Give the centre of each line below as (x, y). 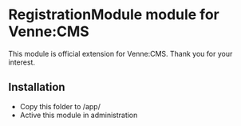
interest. (22, 62)
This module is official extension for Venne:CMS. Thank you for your (120, 53)
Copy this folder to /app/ (60, 106)
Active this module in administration (79, 115)
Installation (37, 87)
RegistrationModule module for (114, 15)
